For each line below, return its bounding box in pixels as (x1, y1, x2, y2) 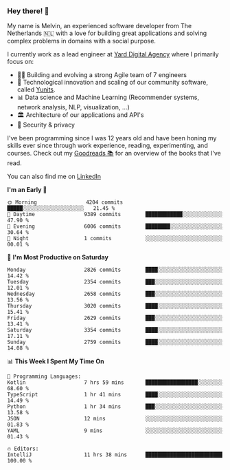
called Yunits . (16, 85, 56, 94)
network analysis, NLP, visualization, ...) (16, 103, 130, 111)
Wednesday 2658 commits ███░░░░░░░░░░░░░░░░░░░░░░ (7, 290, 223, 298)
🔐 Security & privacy (16, 120, 76, 129)
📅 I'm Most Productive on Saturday (7, 253, 108, 261)
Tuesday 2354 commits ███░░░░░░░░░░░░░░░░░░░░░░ (7, 279, 223, 286)
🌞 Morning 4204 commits (7, 199, 124, 206)
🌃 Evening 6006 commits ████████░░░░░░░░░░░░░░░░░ (7, 223, 223, 230)
